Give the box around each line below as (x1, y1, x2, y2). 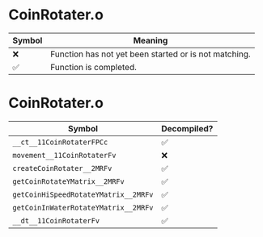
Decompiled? (161, 123, 214, 134)
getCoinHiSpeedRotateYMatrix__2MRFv (12, 189, 154, 199)
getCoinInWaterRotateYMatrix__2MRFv (12, 203, 154, 212)
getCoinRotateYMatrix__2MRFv (12, 177, 125, 186)
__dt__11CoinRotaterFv (12, 216, 100, 225)
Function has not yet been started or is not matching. (49, 48, 251, 60)
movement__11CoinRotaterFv (12, 151, 117, 160)
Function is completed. (49, 61, 138, 73)
